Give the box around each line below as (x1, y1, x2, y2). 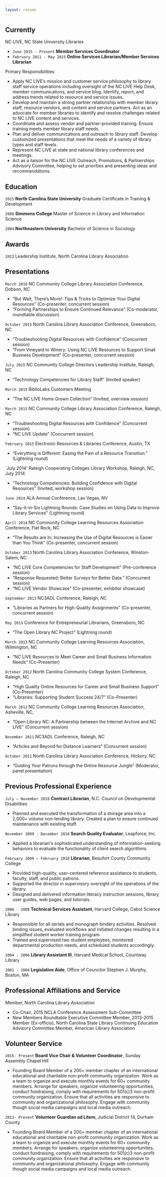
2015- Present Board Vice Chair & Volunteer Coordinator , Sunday (5, 1053, 141, 1059)
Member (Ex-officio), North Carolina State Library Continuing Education (12, 1020, 159, 1026)
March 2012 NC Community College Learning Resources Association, (5, 704, 145, 710)
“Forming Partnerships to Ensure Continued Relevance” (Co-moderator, (12, 306, 159, 312)
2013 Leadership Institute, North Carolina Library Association (5, 253, 129, 259)
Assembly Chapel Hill (5, 1058, 49, 1064)
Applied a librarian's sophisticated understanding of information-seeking (12, 840, 161, 846)
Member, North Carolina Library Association (5, 999, 95, 1005)
